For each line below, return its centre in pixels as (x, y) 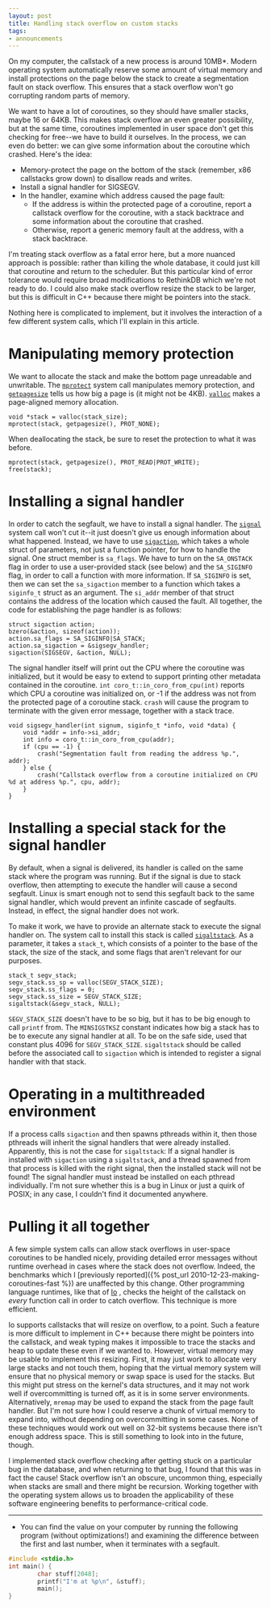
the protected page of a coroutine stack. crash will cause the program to (129, 702)
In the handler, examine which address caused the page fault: (123, 196)
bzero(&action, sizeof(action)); (65, 632)
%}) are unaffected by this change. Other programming (153, 1283)
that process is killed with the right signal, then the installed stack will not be (135, 1168)
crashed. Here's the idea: (50, 154)
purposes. (25, 961)
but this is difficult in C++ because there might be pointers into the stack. (130, 297)
